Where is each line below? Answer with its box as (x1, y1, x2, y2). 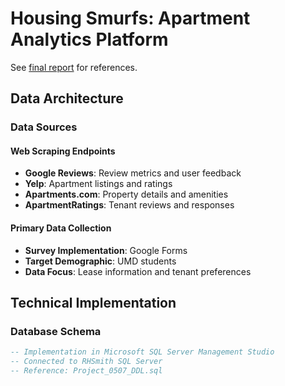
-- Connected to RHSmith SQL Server (10, 357, 163, 367)
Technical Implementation (10, 295, 177, 312)
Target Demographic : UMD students (24, 255, 177, 267)
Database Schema (10, 324, 102, 338)
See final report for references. (10, 61, 138, 73)
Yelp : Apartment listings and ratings (24, 178, 173, 190)
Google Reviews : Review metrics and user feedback (24, 167, 242, 179)
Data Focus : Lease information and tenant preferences (24, 265, 252, 277)
